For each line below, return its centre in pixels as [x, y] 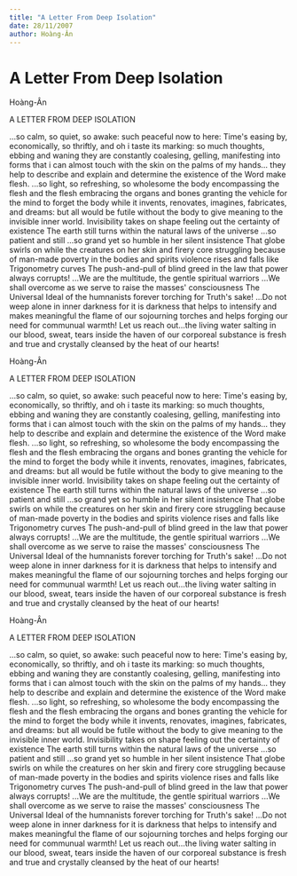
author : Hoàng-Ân [41, 34]
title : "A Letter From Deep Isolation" [83, 17]
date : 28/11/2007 [41, 26]
